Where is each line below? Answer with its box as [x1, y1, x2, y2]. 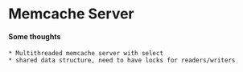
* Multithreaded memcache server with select [8, 50, 163, 58]
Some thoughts [8, 31, 61, 41]
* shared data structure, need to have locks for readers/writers [8, 57, 236, 65]
